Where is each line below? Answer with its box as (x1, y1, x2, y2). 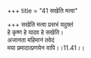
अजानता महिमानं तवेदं (7, 36, 55, 44)
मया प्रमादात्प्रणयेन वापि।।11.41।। (7, 43, 85, 52)
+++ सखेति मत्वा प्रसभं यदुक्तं (7, 21, 73, 28)
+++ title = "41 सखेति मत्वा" (7, 7, 78, 14)
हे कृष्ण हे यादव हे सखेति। (7, 28, 64, 36)
